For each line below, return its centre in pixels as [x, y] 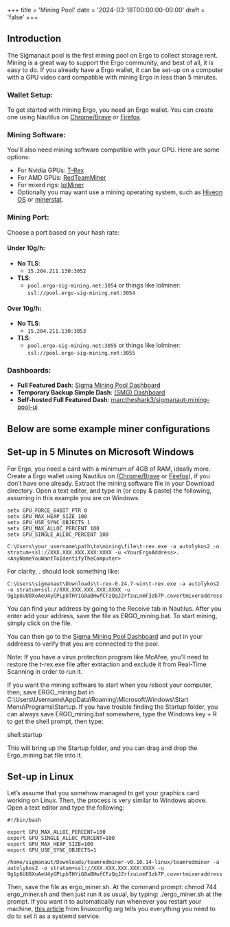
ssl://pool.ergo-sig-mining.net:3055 [81, 353]
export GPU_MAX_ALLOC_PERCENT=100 [57, 832]
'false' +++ [23, 17]
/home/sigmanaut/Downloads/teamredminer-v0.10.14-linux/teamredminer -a [113, 863]
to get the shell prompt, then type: [55, 721]
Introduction [34, 39]
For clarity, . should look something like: [64, 571]
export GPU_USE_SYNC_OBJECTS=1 [52, 850]
